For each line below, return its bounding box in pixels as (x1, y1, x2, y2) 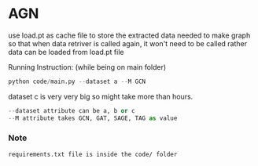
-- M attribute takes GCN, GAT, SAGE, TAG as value (8, 114, 178, 122)
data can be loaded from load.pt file (8, 47, 124, 56)
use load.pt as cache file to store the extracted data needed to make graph (8, 31, 251, 40)
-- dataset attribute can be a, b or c (8, 106, 135, 114)
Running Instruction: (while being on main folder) (8, 62, 167, 71)
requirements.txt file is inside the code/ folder (8, 150, 178, 158)
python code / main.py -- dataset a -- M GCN (8, 78, 146, 85)
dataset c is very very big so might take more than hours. (8, 92, 193, 101)
